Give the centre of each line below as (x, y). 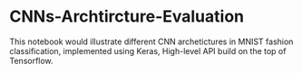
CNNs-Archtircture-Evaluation (127, 17)
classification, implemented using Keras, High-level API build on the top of (148, 50)
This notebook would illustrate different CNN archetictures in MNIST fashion (151, 41)
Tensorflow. (31, 60)
